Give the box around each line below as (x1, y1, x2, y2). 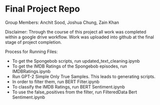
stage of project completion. (5, 39, 62, 45)
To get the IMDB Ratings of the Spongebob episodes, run (12, 63, 127, 69)
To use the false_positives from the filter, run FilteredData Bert (12, 89, 138, 95)
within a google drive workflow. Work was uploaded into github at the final (5, 34, 155, 40)
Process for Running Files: (5, 49, 58, 54)
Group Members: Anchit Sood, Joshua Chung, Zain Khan (5, 19, 120, 25)
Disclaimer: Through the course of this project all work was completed (5, 29, 146, 35)
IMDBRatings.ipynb (12, 68, 51, 74)
